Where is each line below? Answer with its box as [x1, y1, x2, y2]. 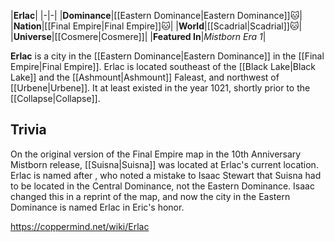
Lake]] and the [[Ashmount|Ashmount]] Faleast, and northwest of [10, 71, 280, 83]
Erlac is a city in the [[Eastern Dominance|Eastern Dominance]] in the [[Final [10, 50, 325, 62]
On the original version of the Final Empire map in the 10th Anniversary [10, 148, 302, 160]
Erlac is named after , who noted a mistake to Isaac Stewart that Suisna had [10, 169, 322, 181]
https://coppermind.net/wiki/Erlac [10, 220, 150, 232]
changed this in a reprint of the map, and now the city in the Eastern [10, 190, 291, 202]
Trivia [10, 121, 47, 139]
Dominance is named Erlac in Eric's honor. [10, 201, 185, 213]
